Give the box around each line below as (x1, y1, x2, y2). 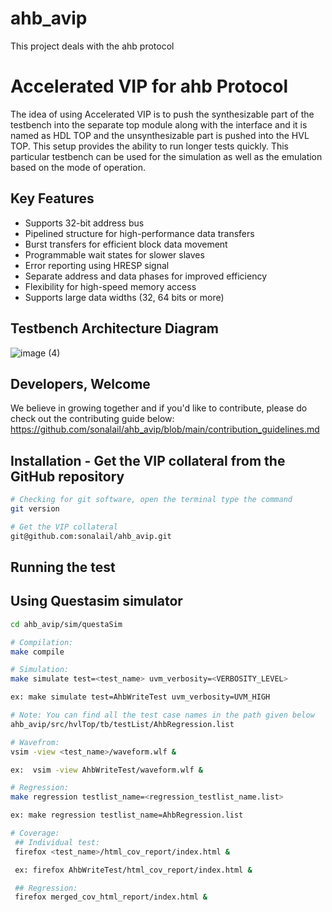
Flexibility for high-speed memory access (24, 280, 197, 292)
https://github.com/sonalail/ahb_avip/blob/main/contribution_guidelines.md (10, 423, 320, 436)
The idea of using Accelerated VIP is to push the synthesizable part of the (10, 108, 315, 120)
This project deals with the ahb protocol (10, 40, 175, 52)
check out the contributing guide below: (10, 413, 175, 425)
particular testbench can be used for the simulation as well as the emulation (10, 150, 323, 162)
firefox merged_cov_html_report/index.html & (14, 892, 208, 902)
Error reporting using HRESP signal (24, 259, 170, 271)
